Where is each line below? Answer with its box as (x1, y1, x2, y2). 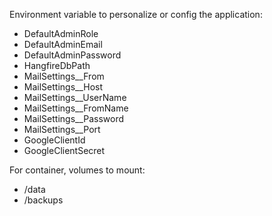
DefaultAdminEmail (23, 39, 103, 50)
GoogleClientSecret (23, 145, 106, 156)
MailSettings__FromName (23, 102, 129, 114)
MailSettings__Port (23, 124, 101, 135)
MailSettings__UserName (23, 92, 127, 103)
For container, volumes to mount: (9, 164, 146, 176)
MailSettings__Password (23, 113, 125, 124)
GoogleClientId (23, 134, 86, 146)
